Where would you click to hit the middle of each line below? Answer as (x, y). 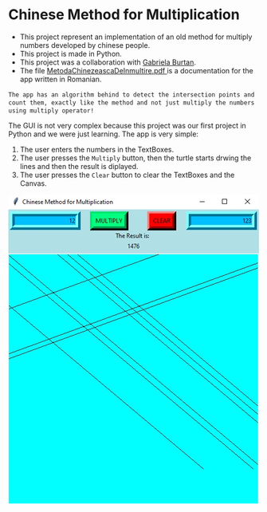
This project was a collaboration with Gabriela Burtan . (108, 62)
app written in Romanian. (61, 79)
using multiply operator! (51, 110)
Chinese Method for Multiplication (124, 15)
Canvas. (33, 183)
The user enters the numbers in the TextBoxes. (96, 149)
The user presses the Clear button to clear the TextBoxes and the (127, 175)
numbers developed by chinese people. (85, 45)
